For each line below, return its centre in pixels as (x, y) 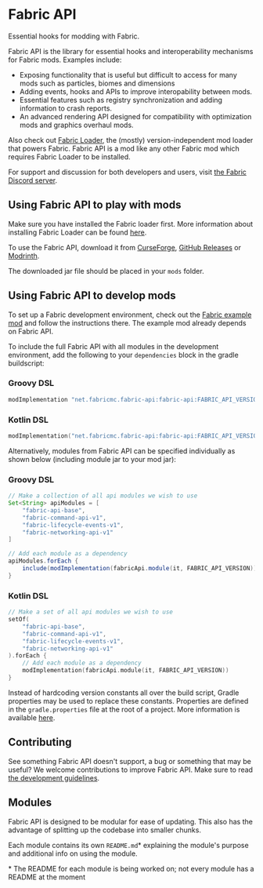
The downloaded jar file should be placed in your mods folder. (106, 271)
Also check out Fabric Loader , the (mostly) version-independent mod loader (131, 140)
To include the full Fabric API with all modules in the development (113, 346)
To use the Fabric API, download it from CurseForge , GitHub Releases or (124, 247)
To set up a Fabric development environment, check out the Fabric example (130, 315)
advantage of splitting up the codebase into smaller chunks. (105, 830)
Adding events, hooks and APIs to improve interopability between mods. (136, 91)
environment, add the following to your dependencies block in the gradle (123, 355)
